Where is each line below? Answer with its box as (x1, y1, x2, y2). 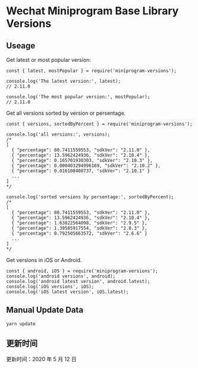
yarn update (6, 320, 36, 327)
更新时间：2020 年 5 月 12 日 (6, 355, 77, 363)
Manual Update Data (6, 305, 84, 315)
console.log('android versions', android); (6, 273, 116, 279)
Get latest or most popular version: (6, 57, 91, 63)
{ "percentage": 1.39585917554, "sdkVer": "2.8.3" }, (11, 225, 147, 231)
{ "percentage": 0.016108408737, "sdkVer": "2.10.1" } (11, 168, 150, 174)
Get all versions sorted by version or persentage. (6, 110, 126, 117)
